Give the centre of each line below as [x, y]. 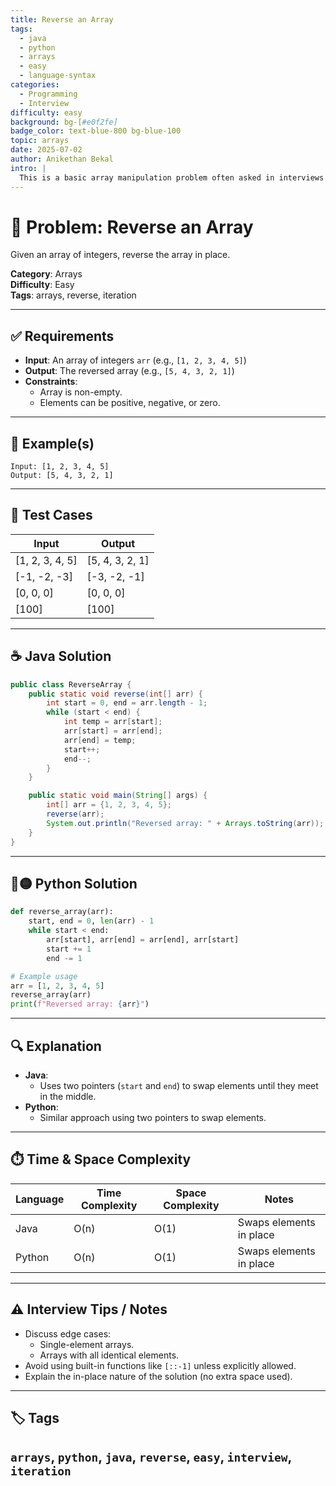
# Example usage [44, 976]
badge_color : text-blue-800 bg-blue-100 [96, 131]
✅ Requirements [62, 336]
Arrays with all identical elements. [109, 1355]
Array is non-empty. [81, 392]
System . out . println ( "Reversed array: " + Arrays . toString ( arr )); [185, 823]
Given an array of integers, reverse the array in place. [120, 255]
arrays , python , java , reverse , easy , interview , [151, 1457]
